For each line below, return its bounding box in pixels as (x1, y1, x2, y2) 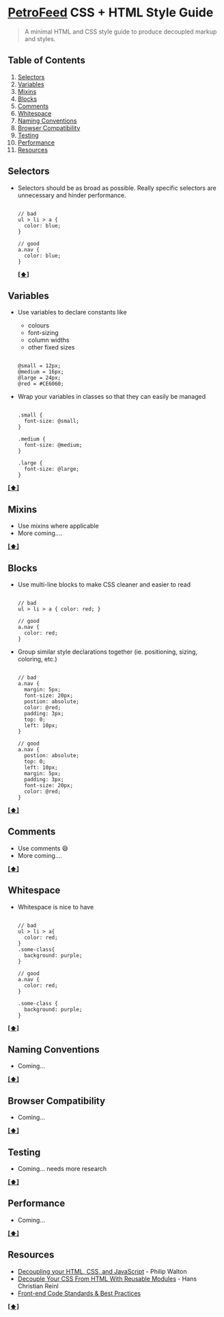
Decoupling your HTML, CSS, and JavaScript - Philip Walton (17, 1267, 187, 1275)
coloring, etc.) (17, 655, 57, 663)
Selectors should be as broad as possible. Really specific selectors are (17, 184, 217, 192)
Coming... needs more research (17, 1165, 107, 1173)
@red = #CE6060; (17, 380, 64, 388)
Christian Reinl (17, 1281, 59, 1290)
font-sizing (27, 329, 59, 337)
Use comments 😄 (17, 844, 69, 852)
